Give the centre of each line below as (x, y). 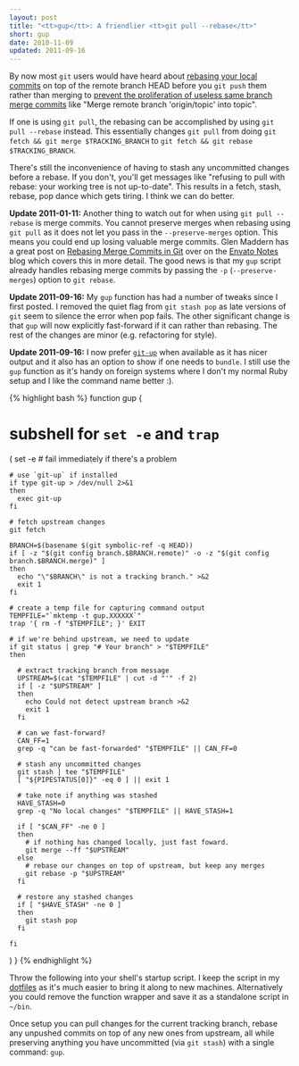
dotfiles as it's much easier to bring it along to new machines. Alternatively (146, 987)
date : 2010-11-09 (42, 42)
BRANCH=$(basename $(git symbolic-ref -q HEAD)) (101, 545)
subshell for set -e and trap (114, 434)
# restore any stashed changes (75, 897)
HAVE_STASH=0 (42, 804)
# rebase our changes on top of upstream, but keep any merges (145, 866)
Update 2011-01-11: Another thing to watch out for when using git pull (141, 213)
